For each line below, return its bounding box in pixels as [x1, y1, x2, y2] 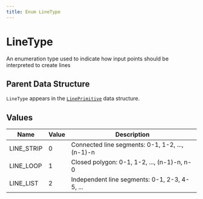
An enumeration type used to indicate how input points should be [6, 55, 169, 62]
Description [115, 131, 150, 139]
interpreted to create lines [6, 61, 71, 68]
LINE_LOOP [9, 161, 42, 170]
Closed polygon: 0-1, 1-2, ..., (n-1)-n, [71, 158, 183, 166]
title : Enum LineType [6, 8, 61, 15]
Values [6, 113, 33, 123]
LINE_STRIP [9, 145, 43, 153]
